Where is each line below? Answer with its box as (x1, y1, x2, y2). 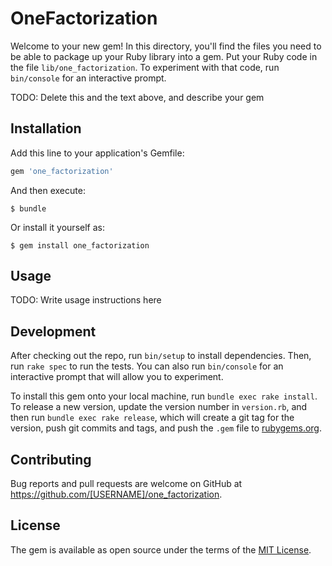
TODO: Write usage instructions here (10, 294, 162, 306)
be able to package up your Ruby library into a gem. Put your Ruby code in (10, 50, 318, 62)
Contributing (10, 451, 92, 468)
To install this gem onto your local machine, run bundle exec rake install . (10, 390, 318, 402)
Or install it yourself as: (10, 221, 105, 233)
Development (10, 323, 97, 340)
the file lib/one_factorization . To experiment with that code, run (10, 61, 280, 73)
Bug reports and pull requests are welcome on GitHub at (10, 478, 243, 490)
